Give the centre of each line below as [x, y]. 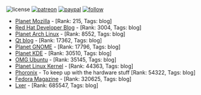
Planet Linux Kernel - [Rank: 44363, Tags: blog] [74, 66]
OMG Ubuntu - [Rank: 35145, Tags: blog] [65, 60]
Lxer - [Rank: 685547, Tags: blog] [56, 85]
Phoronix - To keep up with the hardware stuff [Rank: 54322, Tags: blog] [105, 72]
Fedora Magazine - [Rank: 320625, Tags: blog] [73, 79]
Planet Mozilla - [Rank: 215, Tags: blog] [63, 21]
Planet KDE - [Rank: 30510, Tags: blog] [63, 53]
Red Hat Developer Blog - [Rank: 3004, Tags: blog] [78, 28]
